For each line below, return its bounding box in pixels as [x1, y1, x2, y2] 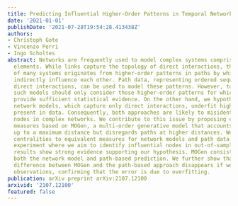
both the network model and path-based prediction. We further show [13, 155, 220, 163]
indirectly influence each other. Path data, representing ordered [13, 76, 217, 84]
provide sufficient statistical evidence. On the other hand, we [13, 96, 211, 103]
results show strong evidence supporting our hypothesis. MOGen [13, 149, 208, 156]
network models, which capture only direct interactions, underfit [13, 103, 217, 110]
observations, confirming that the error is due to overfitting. [13, 168, 211, 176]
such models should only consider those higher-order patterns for [13, 89, 217, 96]
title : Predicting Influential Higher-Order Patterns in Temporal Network [7, 10, 233, 18]
